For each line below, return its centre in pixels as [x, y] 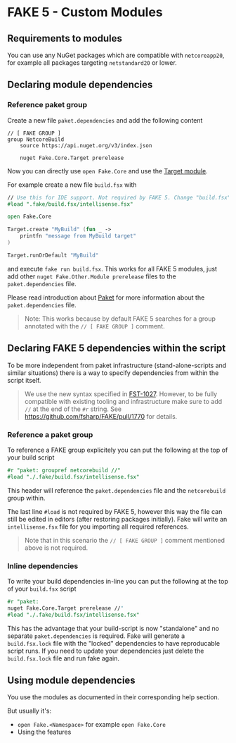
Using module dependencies [71, 680]
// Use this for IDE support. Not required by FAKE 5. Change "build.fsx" [119, 197]
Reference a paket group [50, 434]
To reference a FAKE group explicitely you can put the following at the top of [118, 450]
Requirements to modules [65, 38]
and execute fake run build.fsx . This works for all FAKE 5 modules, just [112, 269]
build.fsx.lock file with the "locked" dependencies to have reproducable [113, 643]
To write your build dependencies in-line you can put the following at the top [118, 581]
